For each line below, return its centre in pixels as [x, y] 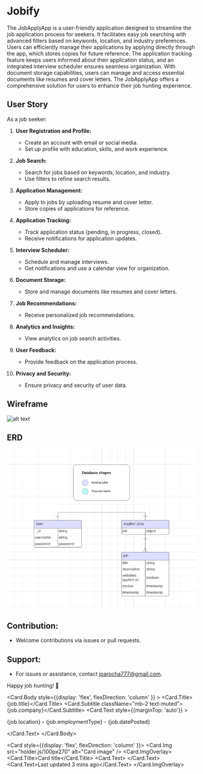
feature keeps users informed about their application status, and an [90, 60]
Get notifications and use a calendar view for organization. [97, 268]
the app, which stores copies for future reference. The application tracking [99, 53]
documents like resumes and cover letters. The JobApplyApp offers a [93, 79]
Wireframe [27, 404]
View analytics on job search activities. [73, 338]
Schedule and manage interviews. [67, 261]
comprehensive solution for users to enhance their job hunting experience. [99, 85]
